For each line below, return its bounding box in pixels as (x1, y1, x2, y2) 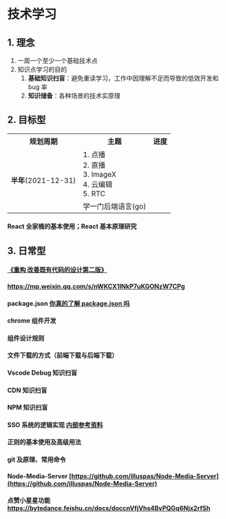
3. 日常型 (7, 245, 46, 257)
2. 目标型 (7, 114, 46, 126)
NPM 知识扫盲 (7, 403, 48, 412)
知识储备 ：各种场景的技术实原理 (27, 92, 121, 100)
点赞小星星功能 (7, 496, 51, 505)
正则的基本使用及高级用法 (7, 438, 81, 446)
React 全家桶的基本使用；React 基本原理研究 (7, 222, 137, 231)
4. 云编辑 (83, 180, 113, 189)
